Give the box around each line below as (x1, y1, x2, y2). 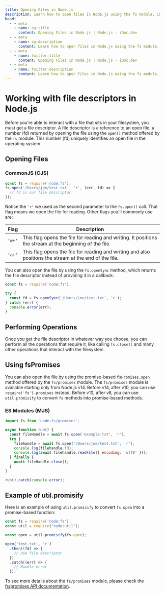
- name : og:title (14, 26, 50, 31)
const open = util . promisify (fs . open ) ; (5, 533, 87, 538)
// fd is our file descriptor (9, 190, 71, 195)
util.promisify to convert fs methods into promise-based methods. (5, 395, 143, 400)
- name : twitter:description (14, 67, 74, 72)
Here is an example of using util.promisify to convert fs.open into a (5, 504, 145, 510)
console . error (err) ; (9, 305, 52, 310)
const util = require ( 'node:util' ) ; (5, 524, 80, 529)
